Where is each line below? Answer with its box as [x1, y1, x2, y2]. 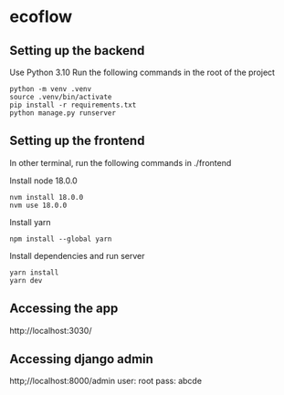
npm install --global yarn [9, 234, 112, 244]
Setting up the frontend [9, 133, 145, 149]
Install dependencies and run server [9, 250, 145, 261]
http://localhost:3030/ [9, 325, 92, 336]
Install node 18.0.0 [9, 175, 78, 186]
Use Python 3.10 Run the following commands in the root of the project [9, 67, 276, 78]
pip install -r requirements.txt [9, 100, 137, 109]
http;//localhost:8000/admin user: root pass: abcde [9, 376, 203, 387]
